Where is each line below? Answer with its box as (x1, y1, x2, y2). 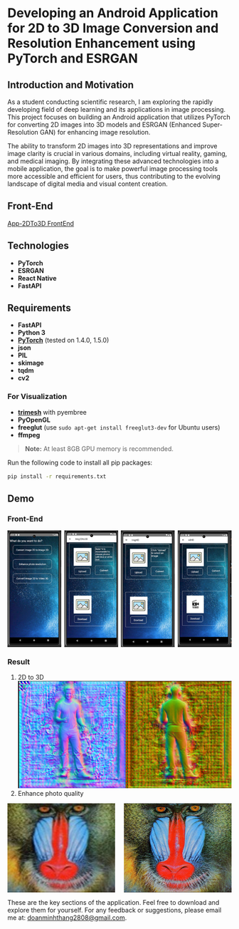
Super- (202, 120, 223, 129)
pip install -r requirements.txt (7, 472, 107, 480)
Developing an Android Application (7, 5, 219, 21)
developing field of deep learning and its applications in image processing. (7, 105, 226, 113)
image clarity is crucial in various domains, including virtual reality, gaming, (7, 150, 228, 157)
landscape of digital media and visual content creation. (7, 180, 169, 188)
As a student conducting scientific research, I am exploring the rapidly (7, 98, 213, 106)
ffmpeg (17, 430, 41, 439)
